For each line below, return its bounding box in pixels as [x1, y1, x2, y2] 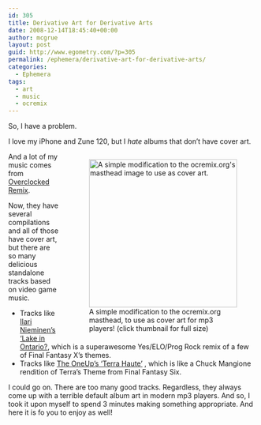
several [8, 209, 32, 219]
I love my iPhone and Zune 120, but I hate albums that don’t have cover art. [8, 137, 252, 146]
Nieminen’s [19, 325, 56, 335]
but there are [8, 243, 50, 253]
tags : [8, 77, 26, 85]
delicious [8, 260, 38, 269]
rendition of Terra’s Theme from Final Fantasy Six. [19, 367, 182, 377]
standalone [8, 268, 45, 277]
